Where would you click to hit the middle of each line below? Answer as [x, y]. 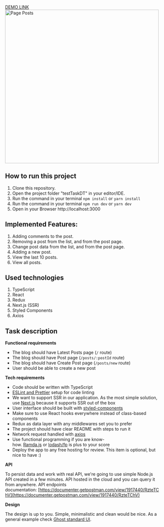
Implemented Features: [41, 224]
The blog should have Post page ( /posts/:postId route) [68, 358]
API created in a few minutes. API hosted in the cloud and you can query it [80, 479]
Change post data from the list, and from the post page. [68, 247]
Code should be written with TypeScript [52, 387]
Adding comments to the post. [43, 236]
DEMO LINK [17, 7]
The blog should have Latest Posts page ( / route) [62, 352]
